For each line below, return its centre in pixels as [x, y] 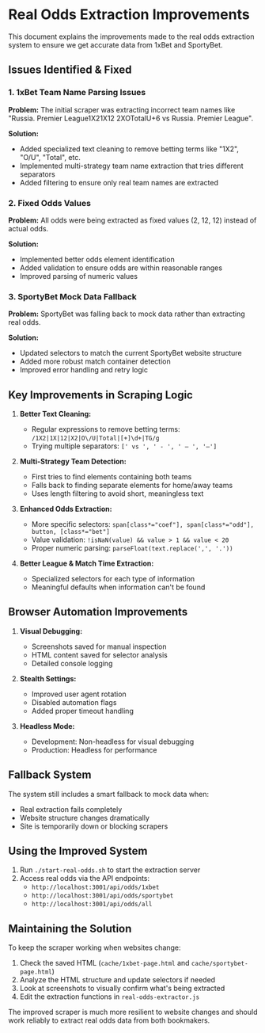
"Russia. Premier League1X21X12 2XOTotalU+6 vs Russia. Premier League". [131, 118]
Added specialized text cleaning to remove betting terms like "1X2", [129, 149]
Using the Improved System [78, 851]
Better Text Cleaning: [55, 414]
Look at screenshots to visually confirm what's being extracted [122, 989]
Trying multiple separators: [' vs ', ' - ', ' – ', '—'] [124, 446]
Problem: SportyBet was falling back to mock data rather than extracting [127, 314]
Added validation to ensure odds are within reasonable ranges [121, 268]
